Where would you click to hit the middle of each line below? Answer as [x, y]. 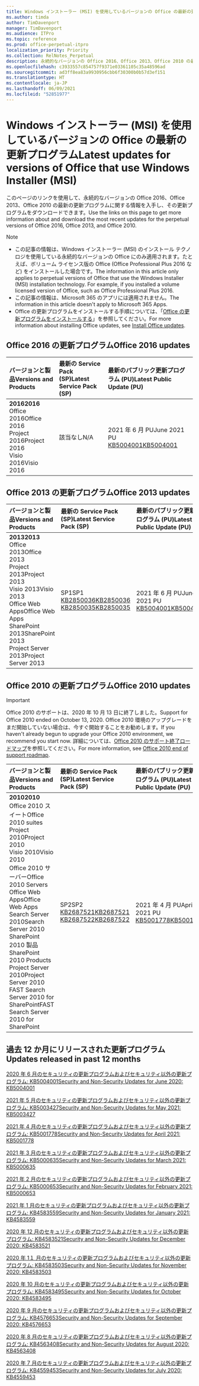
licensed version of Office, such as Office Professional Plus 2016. [94, 290]
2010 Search [27, 922]
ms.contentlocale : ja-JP [37, 83]
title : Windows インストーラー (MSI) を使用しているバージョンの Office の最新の [99, 12]
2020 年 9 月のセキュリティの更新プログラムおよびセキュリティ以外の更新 [97, 1310]
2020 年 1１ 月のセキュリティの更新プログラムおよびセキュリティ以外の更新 [99, 1258]
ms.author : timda [28, 17]
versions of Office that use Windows [98, 168]
